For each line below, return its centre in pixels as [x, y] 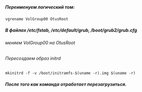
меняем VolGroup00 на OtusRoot [40, 42]
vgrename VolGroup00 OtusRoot [37, 19]
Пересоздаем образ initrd [33, 58]
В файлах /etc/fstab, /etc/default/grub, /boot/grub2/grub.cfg [71, 30]
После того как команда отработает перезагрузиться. [66, 84]
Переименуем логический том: [40, 7]
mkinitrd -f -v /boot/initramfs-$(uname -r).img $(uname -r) [70, 73]
